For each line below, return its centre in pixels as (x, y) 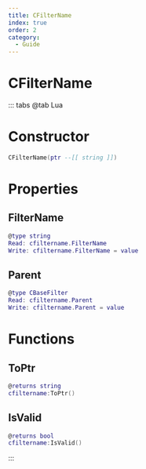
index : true (27, 23)
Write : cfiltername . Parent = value (66, 308)
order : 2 (22, 30)
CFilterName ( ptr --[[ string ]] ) (63, 158)
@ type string (29, 236)
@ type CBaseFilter (38, 293)
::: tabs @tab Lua (36, 105)
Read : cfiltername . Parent (50, 300)
